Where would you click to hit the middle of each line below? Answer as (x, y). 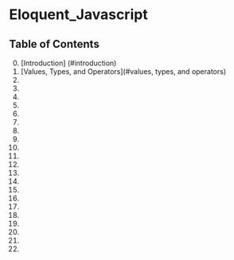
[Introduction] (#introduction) (68, 63)
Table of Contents (55, 44)
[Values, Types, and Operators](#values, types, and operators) (123, 72)
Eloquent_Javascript (78, 15)
